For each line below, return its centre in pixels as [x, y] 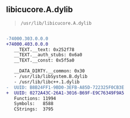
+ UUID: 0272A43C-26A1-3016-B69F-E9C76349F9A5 [65, 93]
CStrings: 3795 [34, 109]
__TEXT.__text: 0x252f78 [44, 49]
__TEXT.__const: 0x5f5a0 [44, 60]
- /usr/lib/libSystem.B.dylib [51, 77]
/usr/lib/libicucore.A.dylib [56, 23]
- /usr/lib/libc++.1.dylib [47, 82]
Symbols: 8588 [34, 104]
